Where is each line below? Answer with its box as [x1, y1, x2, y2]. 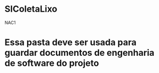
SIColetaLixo [4, 3, 57, 15]
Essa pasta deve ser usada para [4, 37, 137, 48]
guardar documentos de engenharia [4, 48, 155, 58]
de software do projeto [4, 58, 99, 69]
